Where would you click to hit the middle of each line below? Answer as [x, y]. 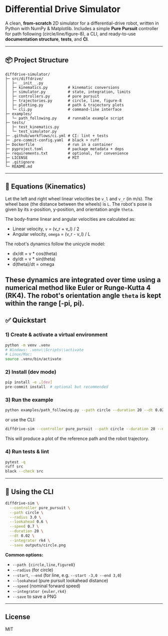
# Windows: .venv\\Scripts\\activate [44, 350]
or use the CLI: [20, 420]
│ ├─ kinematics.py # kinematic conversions [62, 87]
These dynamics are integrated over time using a [83, 280]
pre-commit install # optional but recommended [57, 387]
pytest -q [15, 462]
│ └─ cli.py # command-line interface [63, 109]
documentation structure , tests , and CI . [47, 39]
